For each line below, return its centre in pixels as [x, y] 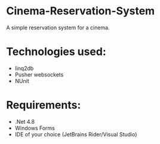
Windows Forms [35, 128]
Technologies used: [56, 52]
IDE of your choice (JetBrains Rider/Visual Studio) [76, 134]
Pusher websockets [39, 74]
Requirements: [44, 105]
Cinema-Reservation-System [81, 11]
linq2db [24, 68]
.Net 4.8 [25, 121]
